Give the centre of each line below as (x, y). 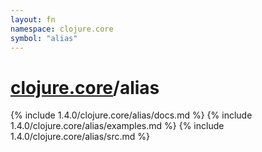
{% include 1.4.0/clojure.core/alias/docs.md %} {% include (131, 115)
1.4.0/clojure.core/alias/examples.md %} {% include (117, 126)
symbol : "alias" (44, 38)
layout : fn (33, 19)
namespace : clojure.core (62, 29)
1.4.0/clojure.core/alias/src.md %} (80, 137)
